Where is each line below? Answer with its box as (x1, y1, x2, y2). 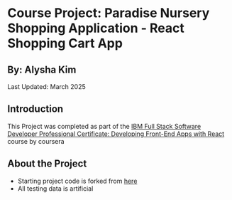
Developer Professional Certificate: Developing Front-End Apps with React (7, 130, 225, 138)
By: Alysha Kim (7, 63, 77, 75)
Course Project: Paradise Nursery (7, 5, 210, 21)
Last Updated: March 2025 (7, 83, 87, 90)
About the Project (7, 158, 87, 170)
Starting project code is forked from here (17, 177, 138, 185)
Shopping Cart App (7, 36, 123, 51)
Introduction (7, 103, 64, 115)
